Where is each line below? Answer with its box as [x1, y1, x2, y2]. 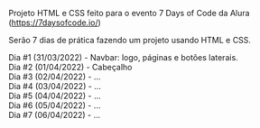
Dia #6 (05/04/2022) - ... [8, 100, 101, 111]
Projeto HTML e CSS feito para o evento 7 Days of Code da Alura [8, 8, 250, 18]
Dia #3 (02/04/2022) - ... [8, 71, 101, 82]
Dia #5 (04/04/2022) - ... [8, 90, 101, 101]
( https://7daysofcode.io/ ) [8, 17, 101, 28]
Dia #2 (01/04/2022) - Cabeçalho [8, 62, 133, 72]
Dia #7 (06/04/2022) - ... [8, 110, 101, 120]
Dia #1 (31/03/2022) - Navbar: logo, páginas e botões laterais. [8, 52, 238, 62]
